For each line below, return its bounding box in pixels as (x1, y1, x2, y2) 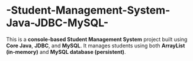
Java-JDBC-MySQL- (6, 16, 109, 30)
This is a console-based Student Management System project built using (6, 36, 188, 43)
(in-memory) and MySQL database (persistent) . (6, 48, 126, 55)
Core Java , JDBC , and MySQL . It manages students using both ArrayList (6, 42, 185, 49)
